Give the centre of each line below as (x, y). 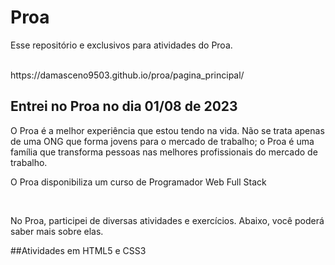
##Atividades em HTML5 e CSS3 (78, 250)
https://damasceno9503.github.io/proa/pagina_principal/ (127, 75)
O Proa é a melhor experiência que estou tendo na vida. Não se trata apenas (167, 130)
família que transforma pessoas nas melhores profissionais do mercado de (164, 152)
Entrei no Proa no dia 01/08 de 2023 (124, 106)
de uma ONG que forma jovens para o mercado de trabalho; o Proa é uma (162, 141)
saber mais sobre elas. (57, 231)
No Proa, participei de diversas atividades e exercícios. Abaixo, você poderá (167, 220)
